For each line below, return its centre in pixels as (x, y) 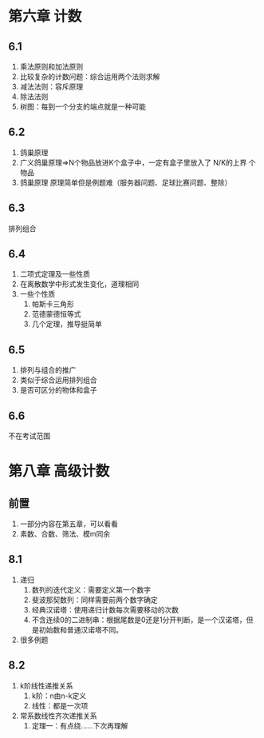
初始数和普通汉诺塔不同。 (81, 629)
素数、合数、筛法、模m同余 (65, 534)
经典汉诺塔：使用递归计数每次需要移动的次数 (105, 609)
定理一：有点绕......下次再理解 (80, 725)
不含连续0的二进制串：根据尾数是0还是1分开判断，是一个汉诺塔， (139, 620)
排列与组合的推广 (48, 370)
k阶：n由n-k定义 (59, 696)
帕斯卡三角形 (53, 304)
